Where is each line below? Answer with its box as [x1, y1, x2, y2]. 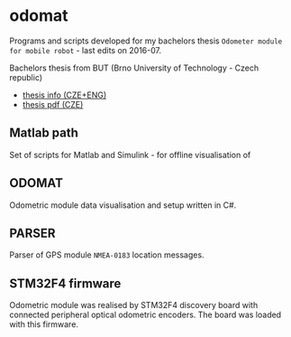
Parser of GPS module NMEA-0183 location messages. [9, 249, 205, 260]
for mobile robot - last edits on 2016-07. [9, 44, 162, 55]
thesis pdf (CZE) [22, 98, 84, 109]
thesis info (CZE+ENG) [22, 89, 107, 100]
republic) [9, 71, 43, 82]
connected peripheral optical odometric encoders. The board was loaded [9, 309, 282, 321]
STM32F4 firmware [9, 276, 122, 291]
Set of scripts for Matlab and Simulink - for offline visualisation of [9, 149, 251, 160]
